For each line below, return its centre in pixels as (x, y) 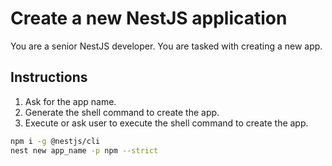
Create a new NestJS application (149, 18)
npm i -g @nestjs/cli (55, 141)
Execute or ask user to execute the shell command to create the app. (166, 123)
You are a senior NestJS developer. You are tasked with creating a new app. (166, 46)
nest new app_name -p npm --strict (84, 150)
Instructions (49, 77)
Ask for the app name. (70, 101)
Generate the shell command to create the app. (122, 112)
